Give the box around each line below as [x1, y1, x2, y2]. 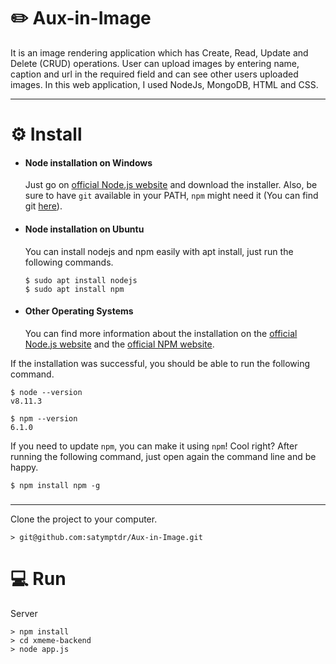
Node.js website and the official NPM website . [24, 338, 215, 350]
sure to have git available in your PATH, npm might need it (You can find [24, 190, 319, 202]
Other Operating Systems [24, 305, 134, 317]
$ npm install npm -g [10, 480, 101, 490]
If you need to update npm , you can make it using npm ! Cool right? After [10, 440, 298, 452]
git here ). [24, 200, 63, 212]
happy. [10, 461, 39, 473]
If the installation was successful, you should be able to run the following [10, 357, 311, 369]
